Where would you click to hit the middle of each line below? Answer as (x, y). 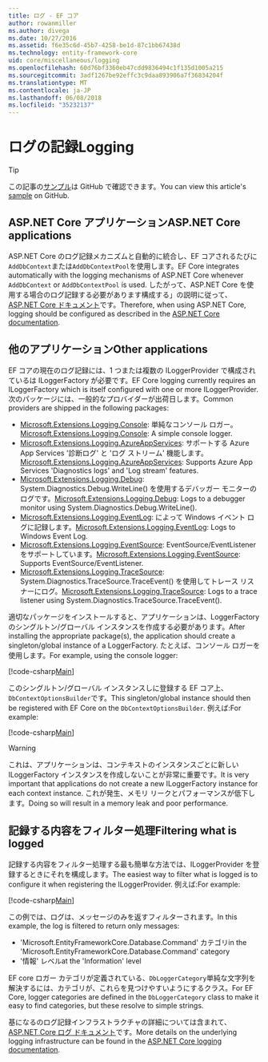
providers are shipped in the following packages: (89, 408)
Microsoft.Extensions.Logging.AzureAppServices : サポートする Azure (134, 442)
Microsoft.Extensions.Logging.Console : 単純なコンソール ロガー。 (128, 424)
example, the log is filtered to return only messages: (94, 926)
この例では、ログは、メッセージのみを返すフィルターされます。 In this (123, 917)
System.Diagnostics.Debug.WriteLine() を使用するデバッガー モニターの (138, 488)
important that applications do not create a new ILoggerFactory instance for (133, 783)
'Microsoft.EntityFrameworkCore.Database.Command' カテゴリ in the (133, 942)
